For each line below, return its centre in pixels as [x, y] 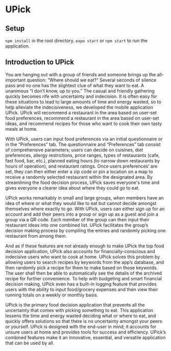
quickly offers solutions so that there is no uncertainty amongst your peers [84, 321]
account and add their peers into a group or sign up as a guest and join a [82, 214]
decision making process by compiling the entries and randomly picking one [86, 230]
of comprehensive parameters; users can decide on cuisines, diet [74, 150]
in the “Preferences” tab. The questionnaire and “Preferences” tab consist [83, 144]
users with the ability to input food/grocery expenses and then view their [82, 289]
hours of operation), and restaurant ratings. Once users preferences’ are [81, 166]
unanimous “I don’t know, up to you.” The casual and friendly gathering [80, 91]
